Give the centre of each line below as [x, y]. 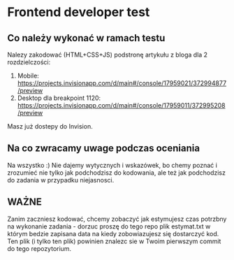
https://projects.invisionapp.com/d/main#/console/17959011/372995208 [121, 105]
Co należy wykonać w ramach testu [86, 38]
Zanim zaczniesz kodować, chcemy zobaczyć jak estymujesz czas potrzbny [117, 219]
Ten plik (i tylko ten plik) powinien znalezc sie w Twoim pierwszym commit [114, 241]
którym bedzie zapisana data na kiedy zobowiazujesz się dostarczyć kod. [113, 233]
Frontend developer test [79, 12]
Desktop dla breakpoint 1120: [59, 98]
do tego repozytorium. [39, 248]
